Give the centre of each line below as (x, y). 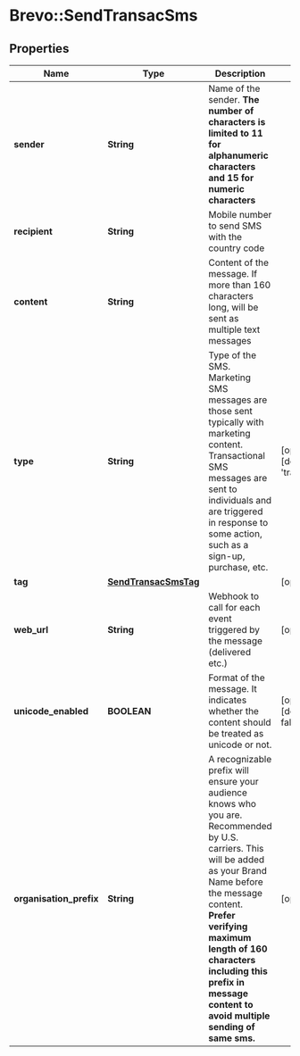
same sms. (232, 1038)
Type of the (233, 355)
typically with (236, 422)
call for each (234, 607)
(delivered (230, 652)
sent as (224, 318)
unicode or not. (240, 744)
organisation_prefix (56, 898)
